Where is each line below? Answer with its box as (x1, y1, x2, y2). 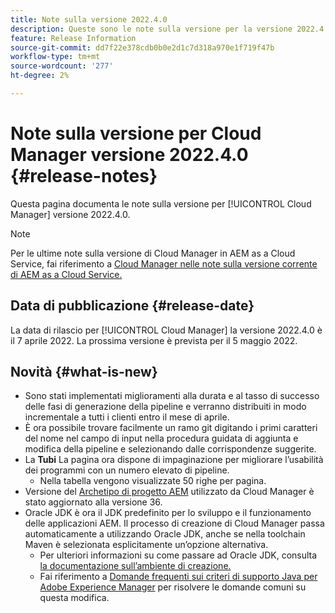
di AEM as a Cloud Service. (10, 268, 123, 280)
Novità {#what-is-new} (10, 364, 158, 381)
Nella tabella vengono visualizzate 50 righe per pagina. (39, 475, 267, 487)
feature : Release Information (10, 33, 137, 43)
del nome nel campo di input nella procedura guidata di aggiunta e (24, 432, 299, 445)
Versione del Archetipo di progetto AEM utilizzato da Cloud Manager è (24, 486, 315, 498)
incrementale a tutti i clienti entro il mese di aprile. (24, 411, 230, 423)
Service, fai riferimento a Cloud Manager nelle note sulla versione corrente (10, 257, 318, 270)
